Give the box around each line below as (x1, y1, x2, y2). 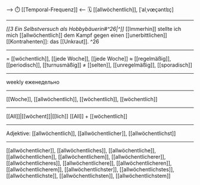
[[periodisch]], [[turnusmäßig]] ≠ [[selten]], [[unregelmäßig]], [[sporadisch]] (6, 61, 192, 68)
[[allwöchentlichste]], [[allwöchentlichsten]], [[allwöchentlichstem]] (6, 173, 171, 179)
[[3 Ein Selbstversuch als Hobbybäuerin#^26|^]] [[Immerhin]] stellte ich (6, 26, 182, 32)
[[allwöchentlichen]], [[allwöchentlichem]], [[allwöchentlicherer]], (6, 153, 166, 160)
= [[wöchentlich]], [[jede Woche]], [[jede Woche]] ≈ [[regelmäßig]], (6, 55, 171, 62)
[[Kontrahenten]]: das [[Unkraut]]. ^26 (6, 38, 99, 45)
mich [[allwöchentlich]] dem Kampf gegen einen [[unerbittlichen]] (6, 32, 168, 39)
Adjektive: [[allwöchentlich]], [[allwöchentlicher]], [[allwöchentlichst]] (6, 130, 176, 137)
